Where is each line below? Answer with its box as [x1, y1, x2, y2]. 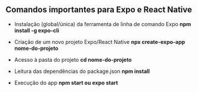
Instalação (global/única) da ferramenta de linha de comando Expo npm [14, 20, 191, 27]
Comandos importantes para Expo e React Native [5, 5, 192, 15]
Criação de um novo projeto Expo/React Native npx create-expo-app [14, 38, 185, 45]
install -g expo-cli [14, 27, 60, 34]
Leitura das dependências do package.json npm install [14, 68, 150, 75]
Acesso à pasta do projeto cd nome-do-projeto [14, 56, 132, 63]
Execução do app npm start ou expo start [14, 79, 119, 86]
